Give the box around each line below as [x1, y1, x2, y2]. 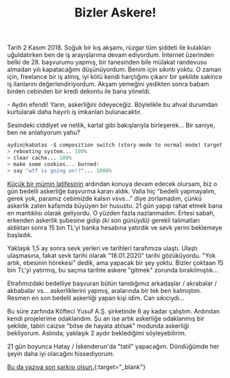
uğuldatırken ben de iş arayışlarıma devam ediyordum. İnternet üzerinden [7, 51, 214, 59]
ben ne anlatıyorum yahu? [7, 128, 80, 137]
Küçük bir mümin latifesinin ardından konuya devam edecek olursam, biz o [7, 180, 218, 188]
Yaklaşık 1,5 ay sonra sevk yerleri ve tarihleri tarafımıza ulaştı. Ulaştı [7, 244, 198, 252]
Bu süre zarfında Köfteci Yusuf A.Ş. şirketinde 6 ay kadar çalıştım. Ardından [7, 307, 220, 315]
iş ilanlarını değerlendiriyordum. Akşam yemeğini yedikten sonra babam [7, 80, 209, 88]
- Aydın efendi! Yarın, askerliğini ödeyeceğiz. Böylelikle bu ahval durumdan [7, 101, 218, 109]
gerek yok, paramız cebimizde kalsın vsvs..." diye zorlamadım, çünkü [7, 194, 203, 202]
